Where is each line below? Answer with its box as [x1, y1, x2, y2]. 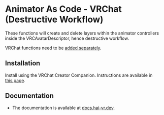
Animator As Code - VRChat [5, 3, 122, 15]
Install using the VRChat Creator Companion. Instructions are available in [5, 72, 153, 78]
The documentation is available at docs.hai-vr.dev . [12, 105, 115, 111]
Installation [5, 59, 40, 67]
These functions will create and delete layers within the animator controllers [5, 30, 159, 36]
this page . [5, 77, 26, 83]
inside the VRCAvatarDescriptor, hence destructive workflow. [5, 35, 129, 41]
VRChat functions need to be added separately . [5, 45, 102, 51]
